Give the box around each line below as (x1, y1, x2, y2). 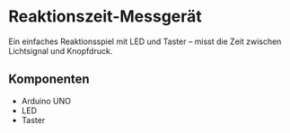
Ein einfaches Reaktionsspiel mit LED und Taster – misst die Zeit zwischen (8, 36, 282, 47)
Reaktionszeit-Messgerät (8, 6, 203, 27)
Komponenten (8, 72, 91, 87)
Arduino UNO (21, 95, 72, 106)
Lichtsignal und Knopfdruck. (8, 45, 113, 56)
